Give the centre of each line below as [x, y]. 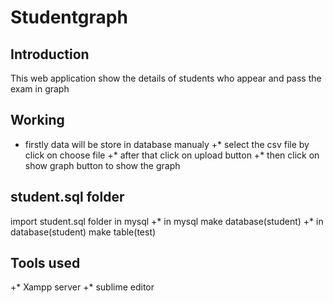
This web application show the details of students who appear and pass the [166, 78]
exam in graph [40, 89]
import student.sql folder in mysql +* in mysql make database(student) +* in [167, 221]
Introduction [50, 54]
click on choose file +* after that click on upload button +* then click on [172, 155]
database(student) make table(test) [83, 232]
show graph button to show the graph [102, 165]
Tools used [45, 263]
